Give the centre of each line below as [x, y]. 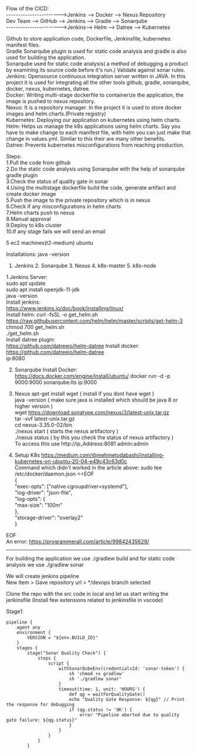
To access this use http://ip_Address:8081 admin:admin [81, 444]
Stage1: [15, 611]
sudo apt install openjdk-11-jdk [43, 290]
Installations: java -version [38, 254]
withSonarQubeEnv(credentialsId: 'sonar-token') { [121, 669]
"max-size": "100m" [38, 505]
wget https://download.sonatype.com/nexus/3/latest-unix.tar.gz [92, 412]
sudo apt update [26, 283]
